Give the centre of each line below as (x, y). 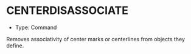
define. (15, 46)
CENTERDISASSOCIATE (68, 11)
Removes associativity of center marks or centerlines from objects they (96, 39)
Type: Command (36, 27)
